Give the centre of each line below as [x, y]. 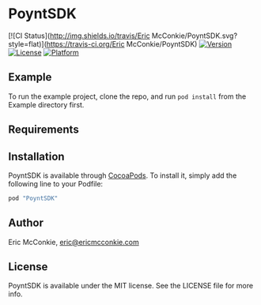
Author [26, 223]
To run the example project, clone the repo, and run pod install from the [127, 96]
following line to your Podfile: [56, 183]
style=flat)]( [28, 43]
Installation [36, 156]
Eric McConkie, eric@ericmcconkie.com [74, 242]
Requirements [43, 130]
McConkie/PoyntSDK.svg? [195, 36]
